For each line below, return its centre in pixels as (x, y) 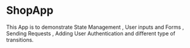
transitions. (20, 40)
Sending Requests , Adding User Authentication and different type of (91, 33)
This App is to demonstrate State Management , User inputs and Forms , (95, 27)
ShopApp (30, 10)
